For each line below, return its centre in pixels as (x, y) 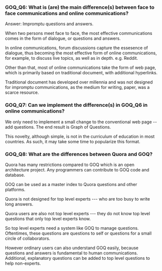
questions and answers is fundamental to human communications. (72, 253)
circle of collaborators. (28, 238)
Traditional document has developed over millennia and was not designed (79, 82)
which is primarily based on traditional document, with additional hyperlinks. (81, 73)
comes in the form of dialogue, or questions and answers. (63, 38)
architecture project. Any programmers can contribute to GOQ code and (77, 169)
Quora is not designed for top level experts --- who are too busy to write (78, 199)
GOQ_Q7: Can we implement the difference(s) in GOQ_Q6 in (76, 105)
